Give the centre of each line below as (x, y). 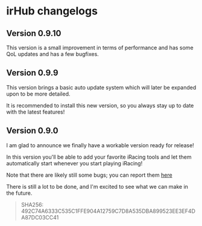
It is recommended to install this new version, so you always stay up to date (100, 105)
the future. (19, 193)
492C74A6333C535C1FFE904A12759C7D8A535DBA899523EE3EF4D (108, 211)
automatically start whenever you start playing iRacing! (74, 163)
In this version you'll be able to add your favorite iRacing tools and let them (99, 157)
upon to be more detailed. (38, 94)
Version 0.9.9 (32, 73)
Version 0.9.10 (34, 33)
